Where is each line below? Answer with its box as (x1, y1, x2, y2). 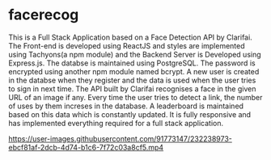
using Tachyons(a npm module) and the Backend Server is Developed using (8, 49, 261, 59)
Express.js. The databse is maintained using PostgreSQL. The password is (8, 58, 256, 68)
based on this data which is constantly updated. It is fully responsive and (8, 109, 252, 119)
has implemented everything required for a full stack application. (8, 118, 224, 128)
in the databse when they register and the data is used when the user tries (8, 75, 256, 85)
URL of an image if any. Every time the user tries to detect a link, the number (8, 92, 263, 102)
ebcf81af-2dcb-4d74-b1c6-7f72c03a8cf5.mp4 (8, 142, 164, 152)
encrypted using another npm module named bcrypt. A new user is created (8, 66, 260, 76)
